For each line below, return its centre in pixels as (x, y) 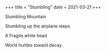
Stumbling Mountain (26, 16)
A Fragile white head (26, 36)
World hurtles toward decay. (34, 45)
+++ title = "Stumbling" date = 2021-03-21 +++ (53, 7)
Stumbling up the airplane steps (38, 26)
